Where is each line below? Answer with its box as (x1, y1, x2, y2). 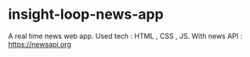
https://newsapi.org (8, 39, 72, 48)
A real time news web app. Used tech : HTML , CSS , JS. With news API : (8, 31, 243, 41)
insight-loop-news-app (8, 5, 164, 23)
